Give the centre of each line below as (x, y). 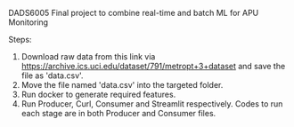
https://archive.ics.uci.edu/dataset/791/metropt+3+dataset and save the (153, 66)
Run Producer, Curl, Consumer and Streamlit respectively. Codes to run (152, 104)
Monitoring (29, 22)
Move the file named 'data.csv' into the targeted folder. (122, 85)
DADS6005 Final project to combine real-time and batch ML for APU (134, 13)
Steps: (20, 40)
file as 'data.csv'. (52, 75)
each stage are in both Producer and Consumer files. (118, 113)
